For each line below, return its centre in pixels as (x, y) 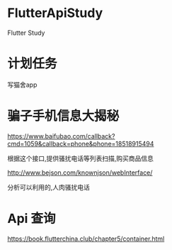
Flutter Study (26, 33)
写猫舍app (22, 85)
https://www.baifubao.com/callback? (61, 136)
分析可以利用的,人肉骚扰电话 (49, 187)
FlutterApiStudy (55, 13)
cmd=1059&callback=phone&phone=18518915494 (81, 143)
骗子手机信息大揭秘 (63, 116)
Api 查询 (31, 219)
